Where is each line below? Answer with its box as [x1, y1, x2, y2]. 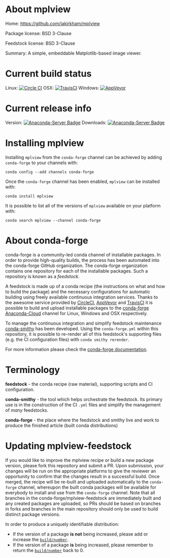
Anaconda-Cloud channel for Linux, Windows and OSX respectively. [5, 310, 148, 316]
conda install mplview [5, 194, 53, 199]
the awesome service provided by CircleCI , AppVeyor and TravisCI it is [5, 299, 153, 305]
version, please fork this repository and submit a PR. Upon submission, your [5, 462, 164, 468]
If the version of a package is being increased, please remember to [12, 542, 153, 548]
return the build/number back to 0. [12, 547, 84, 553]
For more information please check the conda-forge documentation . [5, 346, 148, 352]
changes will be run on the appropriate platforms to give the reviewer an [5, 468, 156, 474]
